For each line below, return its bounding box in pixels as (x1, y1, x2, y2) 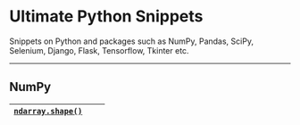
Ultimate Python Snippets (9, 6, 204, 27)
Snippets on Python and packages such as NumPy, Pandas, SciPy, (9, 36, 254, 46)
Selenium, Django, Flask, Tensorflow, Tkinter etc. (9, 45, 189, 55)
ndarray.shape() (13, 105, 83, 116)
